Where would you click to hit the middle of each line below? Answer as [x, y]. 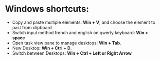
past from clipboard [32, 27]
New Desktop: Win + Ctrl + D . [42, 48]
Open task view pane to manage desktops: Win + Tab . [67, 43]
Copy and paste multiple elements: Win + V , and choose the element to [84, 22]
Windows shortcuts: [47, 9]
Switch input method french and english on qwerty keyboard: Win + [80, 32]
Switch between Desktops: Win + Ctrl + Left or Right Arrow [72, 53]
